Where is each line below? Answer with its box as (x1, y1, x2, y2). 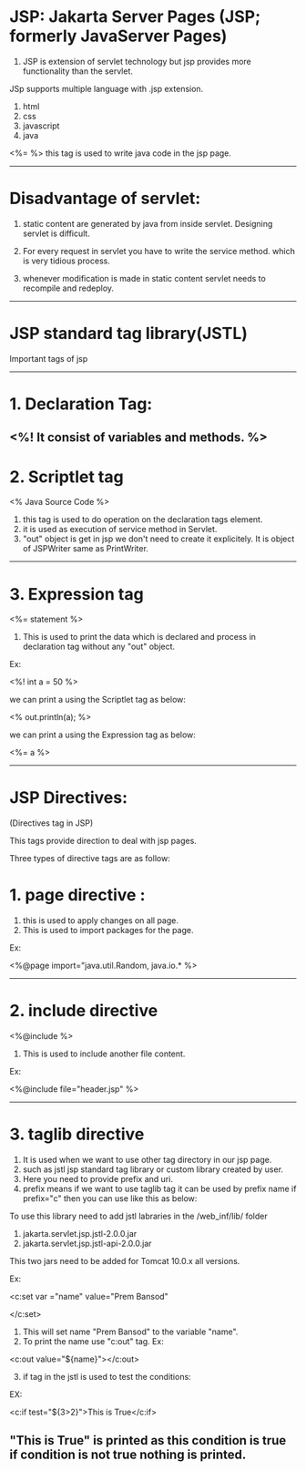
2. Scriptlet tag (9, 467, 125, 487)
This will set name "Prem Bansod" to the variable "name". (22, 1326, 239, 1337)
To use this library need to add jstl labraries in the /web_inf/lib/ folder (9, 1210, 268, 1222)
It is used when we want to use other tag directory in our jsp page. (22, 1155, 272, 1166)
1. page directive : (9, 885, 146, 906)
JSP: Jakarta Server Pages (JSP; (9, 6, 261, 27)
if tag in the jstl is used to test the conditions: (22, 1372, 191, 1383)
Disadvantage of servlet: (9, 189, 201, 209)
